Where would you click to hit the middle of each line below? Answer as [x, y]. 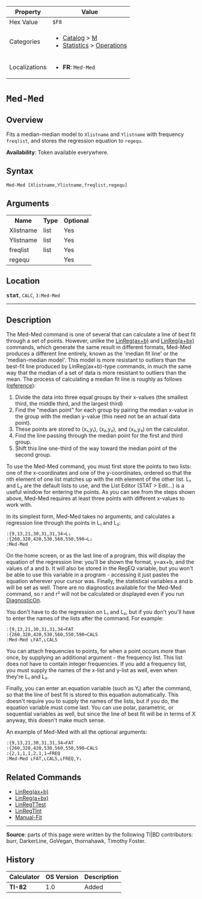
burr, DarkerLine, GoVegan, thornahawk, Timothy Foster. [76, 841]
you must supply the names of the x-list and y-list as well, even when [92, 670]
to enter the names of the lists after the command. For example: [85, 619]
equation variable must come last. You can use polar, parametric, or [90, 708]
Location [23, 281]
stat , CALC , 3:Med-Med [33, 295]
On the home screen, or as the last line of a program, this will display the [96, 555]
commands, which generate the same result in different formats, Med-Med [99, 347]
